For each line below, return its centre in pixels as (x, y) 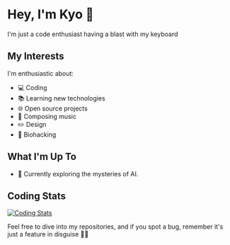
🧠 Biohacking (37, 135)
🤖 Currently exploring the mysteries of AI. (78, 173)
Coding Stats (36, 196)
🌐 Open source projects (53, 108)
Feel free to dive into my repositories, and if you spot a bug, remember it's (115, 227)
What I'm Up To (42, 157)
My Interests (36, 56)
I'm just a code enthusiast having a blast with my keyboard (93, 34)
